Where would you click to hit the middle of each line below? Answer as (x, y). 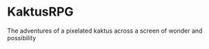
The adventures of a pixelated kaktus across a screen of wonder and (105, 31)
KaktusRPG (40, 12)
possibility (22, 37)
